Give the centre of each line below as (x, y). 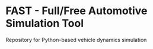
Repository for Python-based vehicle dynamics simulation (76, 40)
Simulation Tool (45, 23)
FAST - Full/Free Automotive (76, 11)
